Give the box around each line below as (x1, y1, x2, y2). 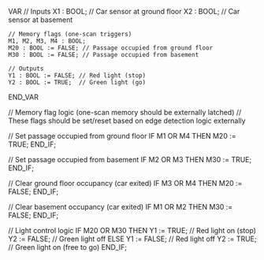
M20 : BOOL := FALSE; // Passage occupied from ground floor (8, 44, 214, 52)
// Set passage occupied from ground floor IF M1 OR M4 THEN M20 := (8, 132, 236, 140)
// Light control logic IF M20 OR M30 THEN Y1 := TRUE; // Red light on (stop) (8, 226, 256, 235)
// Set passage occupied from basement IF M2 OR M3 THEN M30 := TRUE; (8, 155, 252, 164)
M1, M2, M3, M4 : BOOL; (8, 37, 87, 45)
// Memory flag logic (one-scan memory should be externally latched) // (8, 108, 242, 117)
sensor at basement (8, 15, 73, 24)
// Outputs (8, 65, 44, 72)
